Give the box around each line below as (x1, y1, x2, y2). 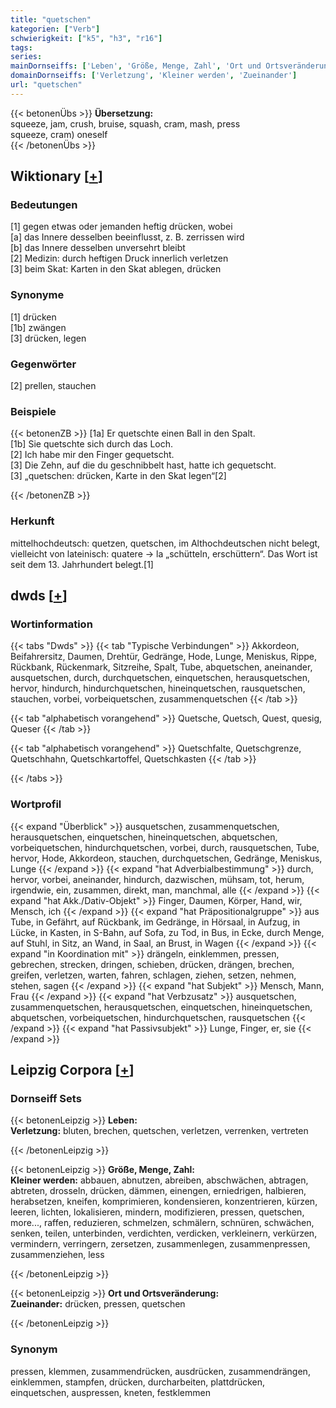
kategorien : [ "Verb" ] (10, 24, 101, 34)
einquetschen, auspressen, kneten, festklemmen (10, 1386, 211, 1398)
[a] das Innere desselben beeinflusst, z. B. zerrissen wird (10, 231, 245, 243)
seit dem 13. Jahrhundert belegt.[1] (10, 558, 154, 570)
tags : (10, 42, 33, 53)
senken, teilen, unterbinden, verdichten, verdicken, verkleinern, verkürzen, (10, 1227, 318, 1240)
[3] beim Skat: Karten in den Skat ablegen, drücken (10, 263, 222, 275)
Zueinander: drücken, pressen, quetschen (10, 1298, 186, 1310)
